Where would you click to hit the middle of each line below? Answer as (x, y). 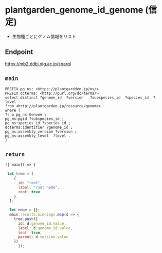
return (15, 154)
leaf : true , (30, 233)
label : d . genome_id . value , (45, 228)
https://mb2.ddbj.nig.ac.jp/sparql (38, 64)
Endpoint (19, 52)
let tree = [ (20, 174)
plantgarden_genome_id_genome (74, 10)
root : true (29, 192)
